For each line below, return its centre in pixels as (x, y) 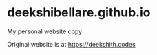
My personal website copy (45, 31)
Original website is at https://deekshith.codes (71, 44)
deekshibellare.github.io (79, 13)
